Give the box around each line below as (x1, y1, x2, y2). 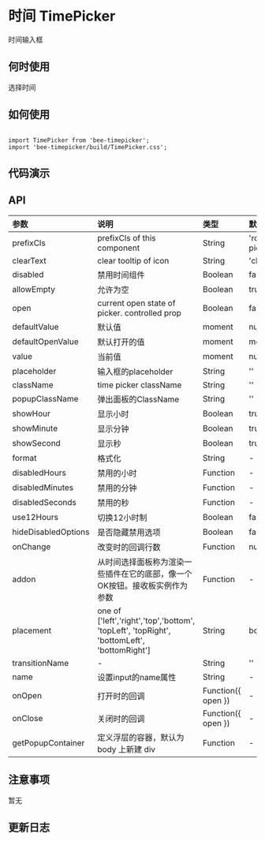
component (97, 242, 140, 253)
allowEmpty (12, 283, 56, 294)
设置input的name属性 (97, 671, 177, 682)
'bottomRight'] (97, 645, 151, 656)
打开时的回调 (97, 690, 145, 701)
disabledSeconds (12, 496, 77, 507)
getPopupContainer (12, 737, 85, 748)
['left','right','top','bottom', (97, 615, 196, 626)
